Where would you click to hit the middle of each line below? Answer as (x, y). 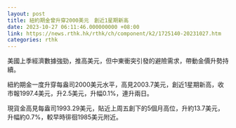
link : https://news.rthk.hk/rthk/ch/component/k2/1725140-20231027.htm (114, 33)
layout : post (26, 14)
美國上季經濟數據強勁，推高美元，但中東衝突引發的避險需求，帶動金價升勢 (115, 61)
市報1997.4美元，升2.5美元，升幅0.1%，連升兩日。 (80, 94)
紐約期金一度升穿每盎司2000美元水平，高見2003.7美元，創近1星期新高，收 (116, 84)
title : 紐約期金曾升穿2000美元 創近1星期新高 (68, 20)
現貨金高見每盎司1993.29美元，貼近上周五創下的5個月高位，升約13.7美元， (116, 108)
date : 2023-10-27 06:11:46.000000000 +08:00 (73, 27)
